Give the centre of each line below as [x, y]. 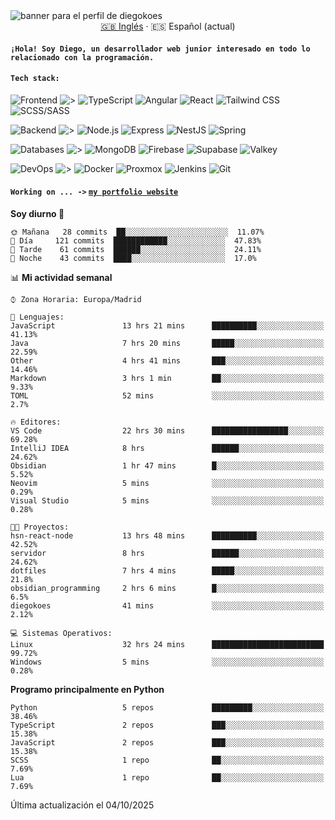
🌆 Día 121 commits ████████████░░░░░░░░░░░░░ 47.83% [136, 241]
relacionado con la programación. [82, 57]
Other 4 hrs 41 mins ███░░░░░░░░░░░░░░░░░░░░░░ [167, 361]
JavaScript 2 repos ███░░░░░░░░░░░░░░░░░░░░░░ [167, 743]
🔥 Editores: [36, 422]
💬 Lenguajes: [37, 317]
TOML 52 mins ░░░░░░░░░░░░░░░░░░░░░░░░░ [167, 396]
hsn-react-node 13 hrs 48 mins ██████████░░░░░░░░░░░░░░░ [167, 536]
